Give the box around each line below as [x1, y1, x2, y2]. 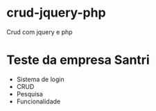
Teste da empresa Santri [6, 52, 150, 68]
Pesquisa [16, 89, 43, 98]
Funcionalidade [16, 97, 61, 105]
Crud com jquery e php [6, 28, 73, 36]
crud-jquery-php [6, 5, 106, 21]
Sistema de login [16, 75, 64, 83]
